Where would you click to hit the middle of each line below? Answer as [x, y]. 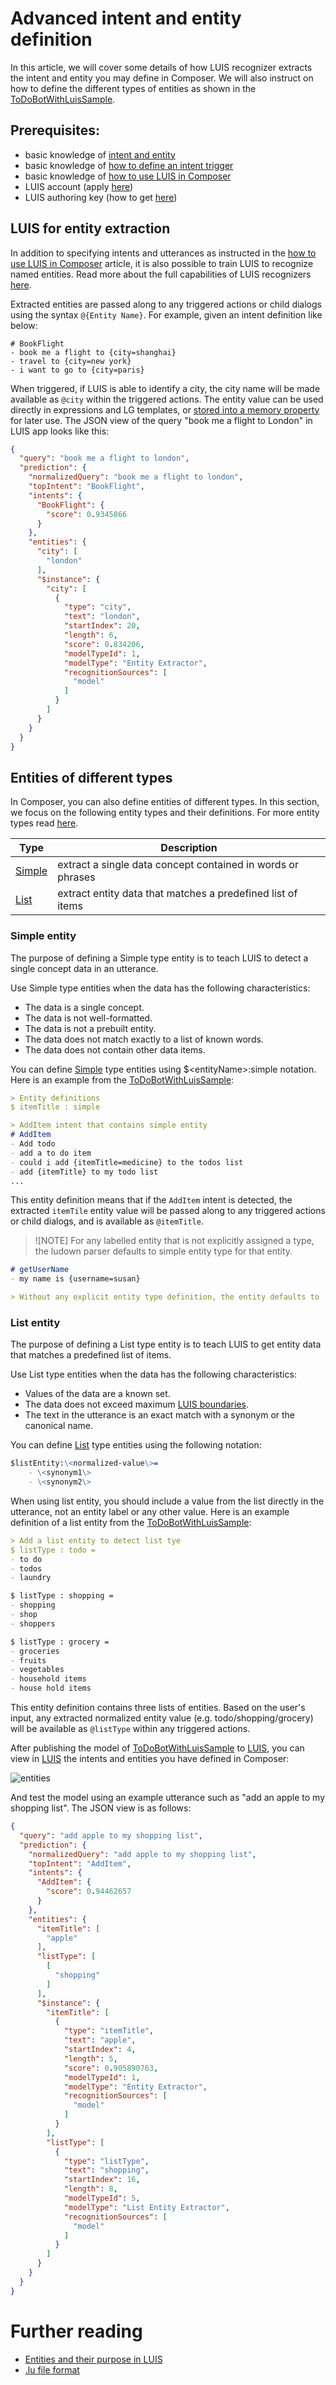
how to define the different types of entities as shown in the [133, 88]
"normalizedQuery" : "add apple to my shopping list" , [142, 1854]
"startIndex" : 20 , [102, 626]
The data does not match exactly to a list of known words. [144, 1039]
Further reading [76, 2331]
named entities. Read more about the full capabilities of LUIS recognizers [161, 274]
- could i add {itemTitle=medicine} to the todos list [127, 1162]
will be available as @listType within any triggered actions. [130, 1729]
